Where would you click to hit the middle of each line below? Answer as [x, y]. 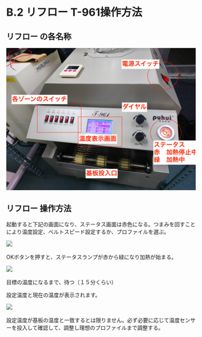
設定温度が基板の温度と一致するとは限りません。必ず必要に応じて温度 [93, 320]
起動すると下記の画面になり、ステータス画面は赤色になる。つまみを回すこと [101, 224]
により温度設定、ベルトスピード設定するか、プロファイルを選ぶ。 [88, 232]
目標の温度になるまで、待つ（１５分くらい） [62, 282]
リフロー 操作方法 [39, 209]
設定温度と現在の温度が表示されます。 [54, 295]
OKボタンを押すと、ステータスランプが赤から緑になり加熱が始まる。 [92, 257]
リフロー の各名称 [39, 36]
